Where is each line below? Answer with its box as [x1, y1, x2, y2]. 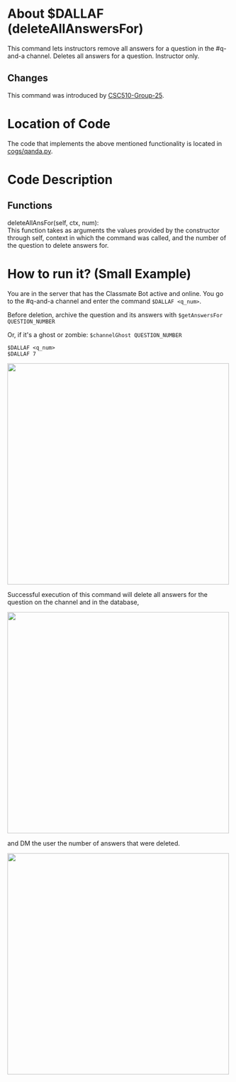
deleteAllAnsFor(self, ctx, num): [7, 218, 99, 227]
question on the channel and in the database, [7, 598, 140, 606]
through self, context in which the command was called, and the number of [7, 233, 227, 242]
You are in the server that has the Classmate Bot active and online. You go [7, 289, 224, 297]
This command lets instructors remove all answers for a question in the [7, 44, 215, 52]
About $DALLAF [7, 6, 104, 22]
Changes [7, 72, 48, 84]
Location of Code [7, 115, 111, 132]
